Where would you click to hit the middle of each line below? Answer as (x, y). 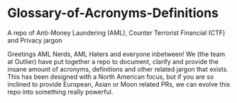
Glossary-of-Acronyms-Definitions (113, 13)
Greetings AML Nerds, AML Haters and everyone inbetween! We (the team (116, 54)
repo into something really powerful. (60, 92)
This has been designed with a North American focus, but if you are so (111, 77)
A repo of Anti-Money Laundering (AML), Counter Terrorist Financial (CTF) (116, 33)
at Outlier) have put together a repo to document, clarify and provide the (113, 61)
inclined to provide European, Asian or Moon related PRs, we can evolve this (119, 84)
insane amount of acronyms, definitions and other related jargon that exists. (118, 69)
